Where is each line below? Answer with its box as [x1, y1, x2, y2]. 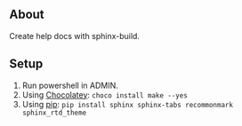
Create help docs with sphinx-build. [9, 30, 141, 41]
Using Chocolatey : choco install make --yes [21, 89, 189, 100]
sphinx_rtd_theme [21, 108, 87, 117]
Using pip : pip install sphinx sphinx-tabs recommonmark [21, 98, 234, 109]
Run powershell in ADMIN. [21, 80, 118, 91]
